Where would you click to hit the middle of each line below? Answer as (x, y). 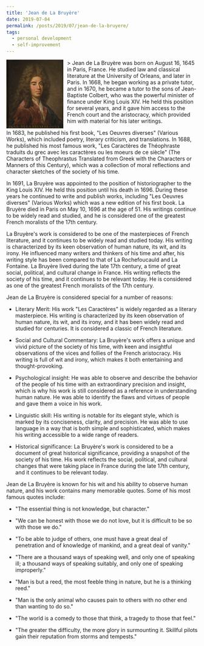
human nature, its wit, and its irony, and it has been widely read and (99, 322)
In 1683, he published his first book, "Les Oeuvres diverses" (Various (92, 133)
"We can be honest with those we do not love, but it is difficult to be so (104, 521)
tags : (13, 32)
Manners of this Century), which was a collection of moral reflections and (98, 165)
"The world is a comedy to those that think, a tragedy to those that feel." (105, 618)
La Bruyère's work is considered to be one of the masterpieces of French (98, 234)
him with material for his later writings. (115, 121)
